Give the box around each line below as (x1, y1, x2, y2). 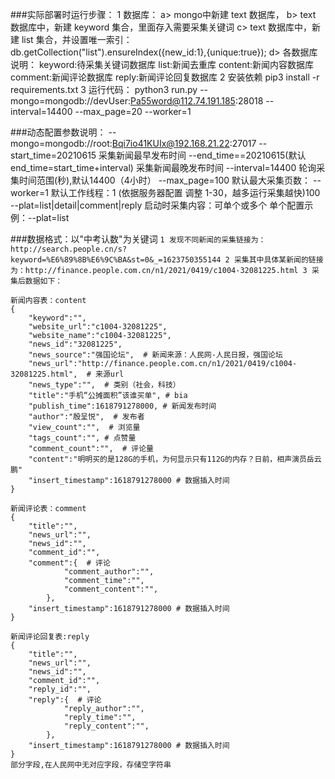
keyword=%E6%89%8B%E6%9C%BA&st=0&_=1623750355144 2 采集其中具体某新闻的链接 (10, 255, 324, 265)
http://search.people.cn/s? (10, 244, 128, 254)
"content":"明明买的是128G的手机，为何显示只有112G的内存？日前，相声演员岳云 (28, 454, 322, 464)
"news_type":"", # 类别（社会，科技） (28, 380, 181, 390)
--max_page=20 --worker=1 (74, 106, 192, 117)
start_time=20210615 (10, 149, 97, 161)
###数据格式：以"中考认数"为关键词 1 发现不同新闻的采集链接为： (10, 233, 267, 245)
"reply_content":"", (63, 721, 150, 731)
